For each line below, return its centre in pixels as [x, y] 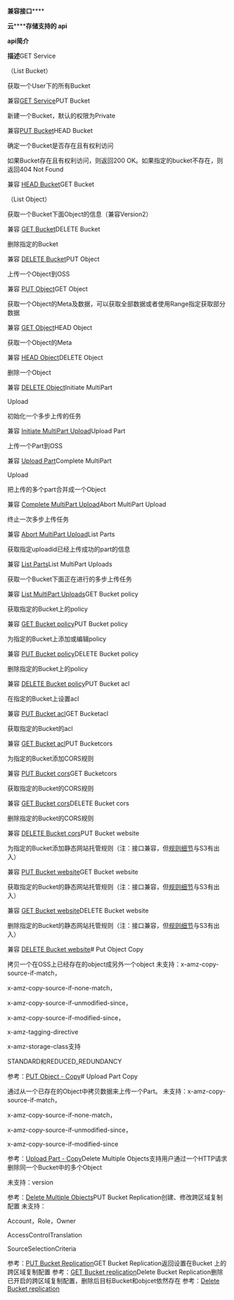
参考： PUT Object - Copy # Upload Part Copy [73, 1076]
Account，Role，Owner [41, 1221]
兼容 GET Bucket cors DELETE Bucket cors [69, 803]
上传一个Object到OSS [39, 274]
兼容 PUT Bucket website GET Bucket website [73, 872]
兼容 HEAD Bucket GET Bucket [51, 184]
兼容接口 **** [26, 11]
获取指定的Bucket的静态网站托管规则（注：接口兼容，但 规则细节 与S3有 [111, 887]
